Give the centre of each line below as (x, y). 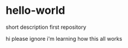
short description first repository (46, 27)
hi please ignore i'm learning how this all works (64, 38)
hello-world (36, 10)
